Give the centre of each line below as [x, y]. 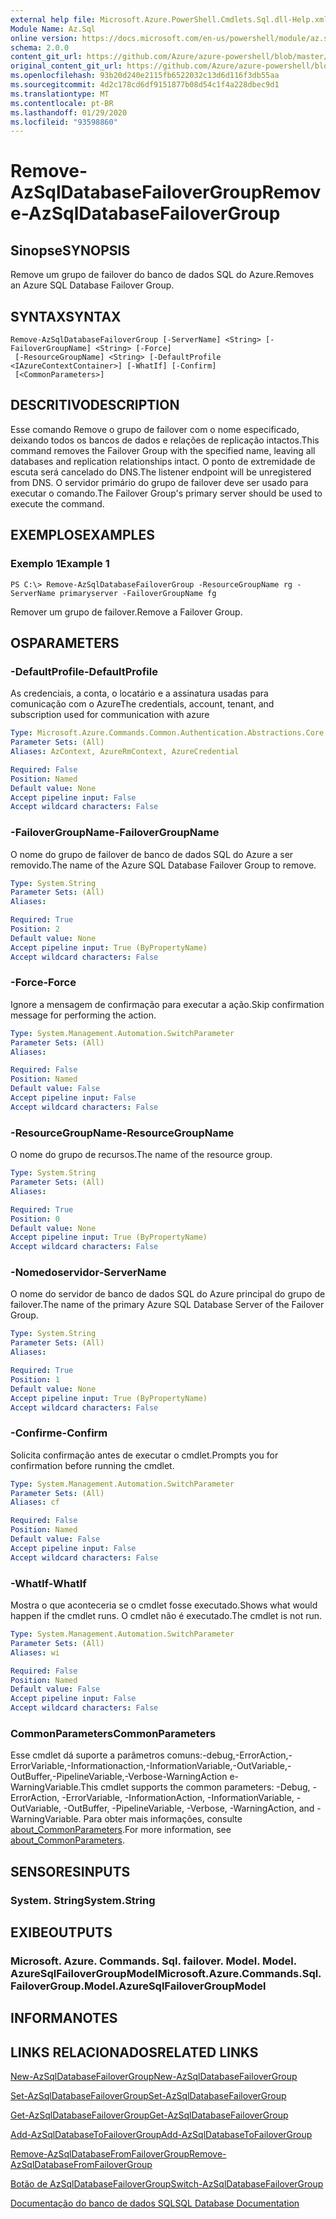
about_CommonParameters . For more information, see [121, 1830]
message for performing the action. [83, 1015]
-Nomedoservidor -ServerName [88, 1273]
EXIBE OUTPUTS [61, 1932]
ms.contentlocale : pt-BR [62, 103]
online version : [44, 38]
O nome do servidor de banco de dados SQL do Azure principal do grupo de [168, 1294]
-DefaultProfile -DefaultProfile [84, 671]
